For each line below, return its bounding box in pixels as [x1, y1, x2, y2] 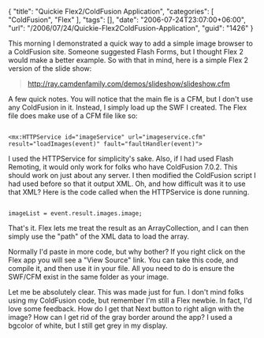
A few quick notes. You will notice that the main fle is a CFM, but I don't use [8, 95, 254, 103]
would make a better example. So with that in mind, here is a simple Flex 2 [8, 55, 249, 65]
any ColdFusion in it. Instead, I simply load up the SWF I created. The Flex [8, 102, 247, 112]
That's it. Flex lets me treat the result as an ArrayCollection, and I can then [8, 224, 249, 232]
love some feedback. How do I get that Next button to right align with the [8, 304, 244, 314]
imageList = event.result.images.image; [8, 210, 143, 217]
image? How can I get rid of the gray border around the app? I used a [8, 313, 232, 321]
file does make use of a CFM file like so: [8, 111, 138, 121]
